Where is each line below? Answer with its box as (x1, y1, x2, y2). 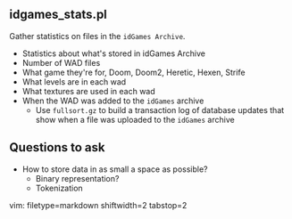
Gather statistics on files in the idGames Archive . (9, 30, 186, 41)
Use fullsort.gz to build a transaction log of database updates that (35, 104, 285, 115)
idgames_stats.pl (9, 7, 107, 22)
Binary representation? (35, 173, 120, 183)
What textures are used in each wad (21, 85, 156, 96)
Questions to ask (9, 140, 105, 155)
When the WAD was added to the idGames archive (21, 95, 204, 106)
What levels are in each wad (21, 76, 127, 87)
